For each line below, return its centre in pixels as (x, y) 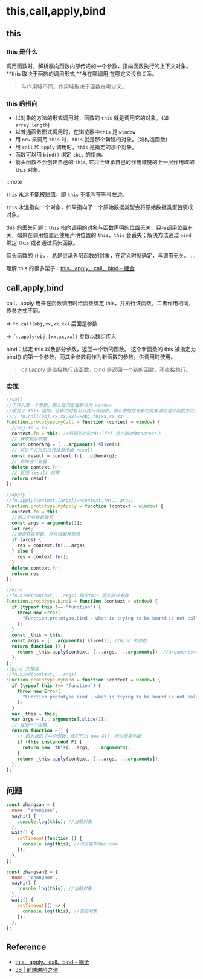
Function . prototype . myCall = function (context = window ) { (84, 422)
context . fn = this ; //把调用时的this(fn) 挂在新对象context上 (87, 434)
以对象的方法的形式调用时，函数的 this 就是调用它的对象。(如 (92, 118)
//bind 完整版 (23, 669)
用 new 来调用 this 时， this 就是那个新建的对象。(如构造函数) (91, 140)
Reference (26, 947)
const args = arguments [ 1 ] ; (47, 523)
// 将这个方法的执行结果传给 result (52, 450)
